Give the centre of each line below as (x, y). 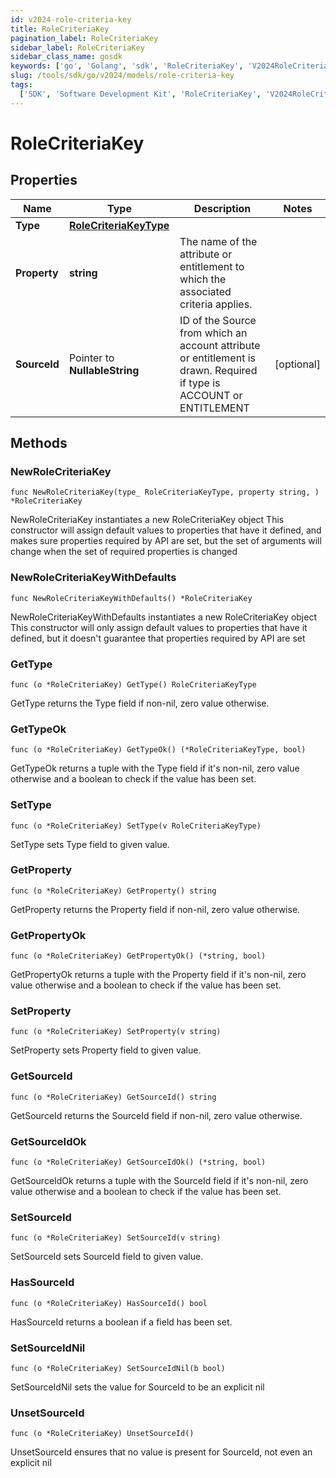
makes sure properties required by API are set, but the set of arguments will (166, 541)
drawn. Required (218, 370)
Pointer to (91, 358)
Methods (39, 443)
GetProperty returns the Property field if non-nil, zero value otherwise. (155, 909)
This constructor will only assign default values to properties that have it (159, 627)
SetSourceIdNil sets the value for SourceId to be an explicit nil (137, 1387)
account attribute (220, 345)
